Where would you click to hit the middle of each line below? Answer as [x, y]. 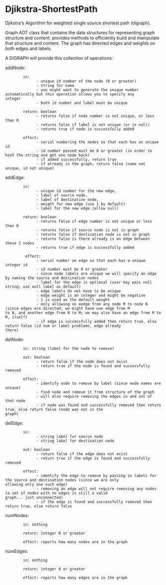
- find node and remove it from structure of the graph [95, 392]
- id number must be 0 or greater [72, 269]
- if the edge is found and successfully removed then [94, 502]
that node [15, 401]
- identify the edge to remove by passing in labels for [96, 476]
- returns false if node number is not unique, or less [95, 116]
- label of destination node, [68, 199]
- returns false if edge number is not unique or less [94, 221]
